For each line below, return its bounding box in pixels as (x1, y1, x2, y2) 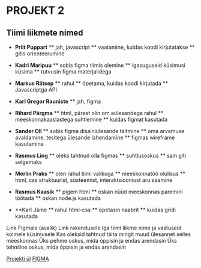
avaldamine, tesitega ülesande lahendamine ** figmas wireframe (14, 134, 175, 141)
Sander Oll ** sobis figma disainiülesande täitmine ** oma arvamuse (14, 128, 185, 134)
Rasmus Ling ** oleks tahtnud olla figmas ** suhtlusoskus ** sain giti (14, 152, 187, 159)
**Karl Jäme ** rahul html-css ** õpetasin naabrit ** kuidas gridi (14, 206, 176, 213)
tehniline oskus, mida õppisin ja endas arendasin (6, 243, 126, 251)
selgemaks (14, 158, 42, 166)
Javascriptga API (14, 86, 58, 93)
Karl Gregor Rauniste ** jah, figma (14, 98, 101, 105)
